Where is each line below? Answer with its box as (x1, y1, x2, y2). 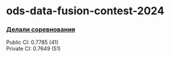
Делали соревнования (6, 26, 75, 34)
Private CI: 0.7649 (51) (6, 45, 61, 52)
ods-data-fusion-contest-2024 (6, 4, 165, 18)
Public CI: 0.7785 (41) (6, 39, 59, 46)
